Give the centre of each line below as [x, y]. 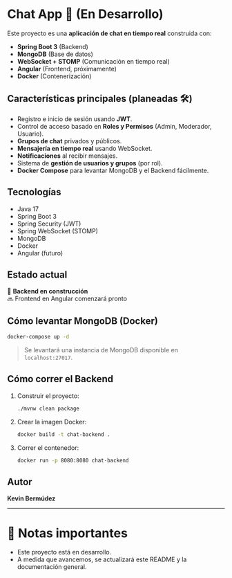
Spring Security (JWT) [49, 224]
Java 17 [28, 209]
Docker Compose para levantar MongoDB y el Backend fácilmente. [113, 170]
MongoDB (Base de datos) [55, 54]
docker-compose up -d [38, 337]
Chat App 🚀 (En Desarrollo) [85, 14]
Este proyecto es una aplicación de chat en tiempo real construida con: [109, 33]
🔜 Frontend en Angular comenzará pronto [67, 299]
